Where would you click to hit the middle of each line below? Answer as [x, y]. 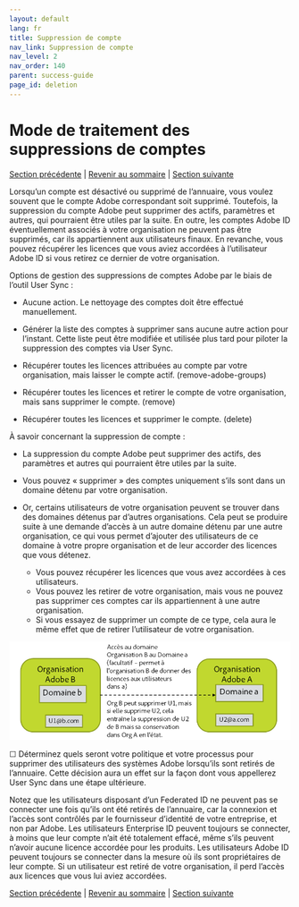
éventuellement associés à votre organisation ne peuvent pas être [130, 229]
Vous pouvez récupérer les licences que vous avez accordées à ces [161, 572]
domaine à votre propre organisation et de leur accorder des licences [149, 545]
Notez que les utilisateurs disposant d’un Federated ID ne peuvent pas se [144, 800]
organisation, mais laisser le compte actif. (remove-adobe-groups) [144, 375]
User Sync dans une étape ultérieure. [78, 782]
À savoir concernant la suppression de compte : [97, 436]
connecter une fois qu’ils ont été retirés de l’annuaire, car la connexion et [143, 809]
